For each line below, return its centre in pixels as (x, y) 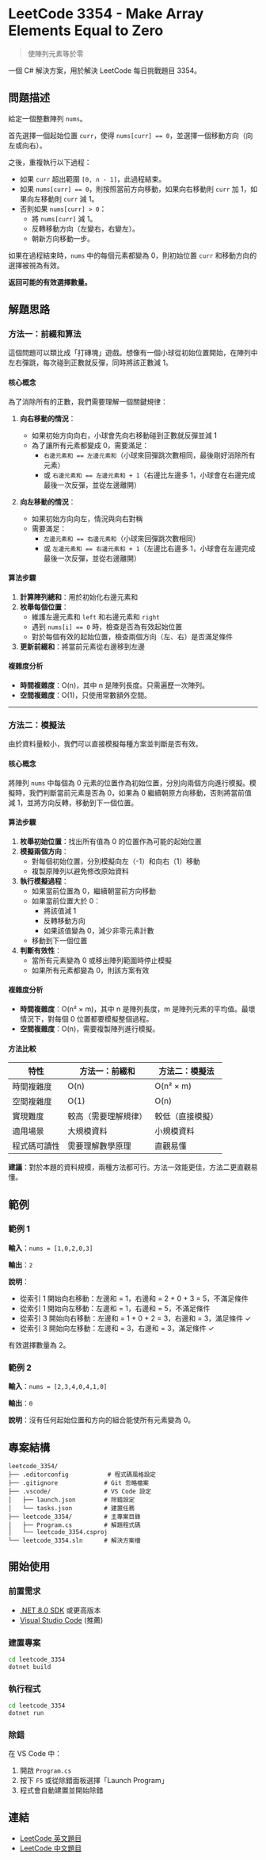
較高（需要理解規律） (108, 1117)
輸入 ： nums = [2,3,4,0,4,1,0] (58, 1386)
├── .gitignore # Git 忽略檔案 (78, 1483)
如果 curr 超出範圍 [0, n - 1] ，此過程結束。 (93, 178)
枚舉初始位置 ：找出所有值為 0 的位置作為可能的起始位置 (110, 841)
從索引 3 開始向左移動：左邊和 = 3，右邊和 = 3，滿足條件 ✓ (117, 1328)
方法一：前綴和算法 (45, 334)
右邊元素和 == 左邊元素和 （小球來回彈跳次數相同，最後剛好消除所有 (149, 455)
